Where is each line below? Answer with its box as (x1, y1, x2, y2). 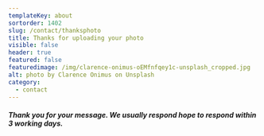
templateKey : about (8, 11, 73, 20)
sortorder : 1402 (8, 19, 62, 27)
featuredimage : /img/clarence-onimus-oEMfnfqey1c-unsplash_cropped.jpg (8, 64, 250, 72)
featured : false (8, 56, 62, 64)
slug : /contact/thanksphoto (8, 26, 102, 34)
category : (8, 78, 41, 86)
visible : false (8, 41, 59, 49)
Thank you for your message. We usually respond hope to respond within (8, 110, 257, 119)
